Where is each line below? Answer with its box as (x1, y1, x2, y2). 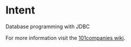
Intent (5, 4, 35, 17)
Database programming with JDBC (5, 23, 90, 30)
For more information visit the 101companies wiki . (5, 34, 126, 41)
